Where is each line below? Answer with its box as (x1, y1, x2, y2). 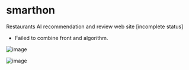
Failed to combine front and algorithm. (14, 34, 108, 41)
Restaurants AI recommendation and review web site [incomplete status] (6, 23, 184, 30)
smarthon (6, 4, 55, 17)
